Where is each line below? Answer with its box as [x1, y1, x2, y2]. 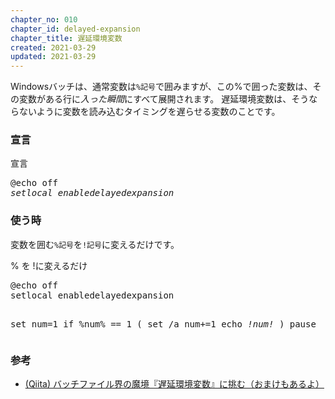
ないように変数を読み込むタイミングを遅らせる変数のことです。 [18, 106, 281, 118]
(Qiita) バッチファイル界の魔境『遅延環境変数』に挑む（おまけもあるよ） [24, 378, 325, 390]
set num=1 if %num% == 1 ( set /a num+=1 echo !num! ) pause [10, 318, 317, 330]
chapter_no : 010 [10, 14, 78, 25]
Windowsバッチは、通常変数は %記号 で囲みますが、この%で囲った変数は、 [10, 81, 313, 93]
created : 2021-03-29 [10, 42, 97, 53]
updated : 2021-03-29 [10, 52, 97, 62]
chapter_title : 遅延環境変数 [10, 33, 123, 43]
